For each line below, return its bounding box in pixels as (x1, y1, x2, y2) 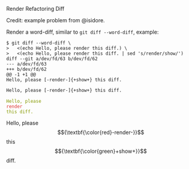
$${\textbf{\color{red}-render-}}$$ (57, 129, 145, 136)
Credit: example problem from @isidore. (6, 17, 105, 23)
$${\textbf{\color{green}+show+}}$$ (55, 147, 147, 155)
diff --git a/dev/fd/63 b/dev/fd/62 (6, 56, 98, 62)
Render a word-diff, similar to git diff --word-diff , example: (6, 28, 159, 35)
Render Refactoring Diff (6, 5, 65, 12)
